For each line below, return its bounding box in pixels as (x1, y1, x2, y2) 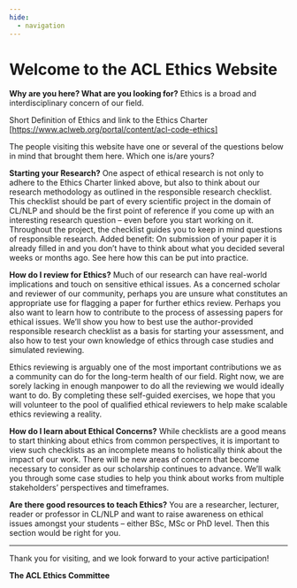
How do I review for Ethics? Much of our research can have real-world (9, 270, 268, 280)
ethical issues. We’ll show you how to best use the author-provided (9, 317, 254, 327)
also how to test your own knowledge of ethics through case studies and (9, 335, 274, 346)
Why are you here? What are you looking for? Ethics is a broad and (9, 88, 257, 99)
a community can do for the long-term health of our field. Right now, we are (9, 371, 285, 382)
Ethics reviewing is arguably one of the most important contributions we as (9, 362, 282, 372)
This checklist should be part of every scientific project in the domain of (9, 196, 271, 207)
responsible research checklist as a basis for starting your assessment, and (9, 326, 285, 337)
